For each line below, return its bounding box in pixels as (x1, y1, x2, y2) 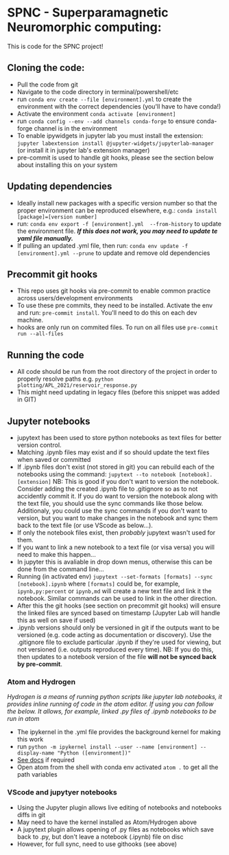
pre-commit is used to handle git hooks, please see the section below (16, 153, 214, 162)
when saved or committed (16, 456, 91, 463)
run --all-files (16, 331, 64, 337)
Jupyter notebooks (7, 415, 91, 427)
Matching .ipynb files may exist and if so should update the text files (16, 448, 210, 456)
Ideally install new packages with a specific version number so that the (16, 199, 217, 207)
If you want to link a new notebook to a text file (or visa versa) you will (16, 543, 215, 551)
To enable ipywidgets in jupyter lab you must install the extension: (16, 131, 204, 140)
